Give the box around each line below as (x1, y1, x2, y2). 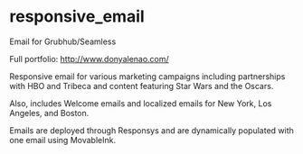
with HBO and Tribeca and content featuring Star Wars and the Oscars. (9, 80, 274, 91)
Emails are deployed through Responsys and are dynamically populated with (9, 124, 294, 136)
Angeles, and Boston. (9, 107, 90, 118)
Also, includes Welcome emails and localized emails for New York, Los (9, 97, 272, 109)
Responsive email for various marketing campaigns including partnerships (9, 70, 286, 82)
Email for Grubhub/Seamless (9, 36, 117, 47)
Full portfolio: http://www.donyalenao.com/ (9, 53, 169, 64)
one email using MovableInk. (9, 134, 116, 145)
